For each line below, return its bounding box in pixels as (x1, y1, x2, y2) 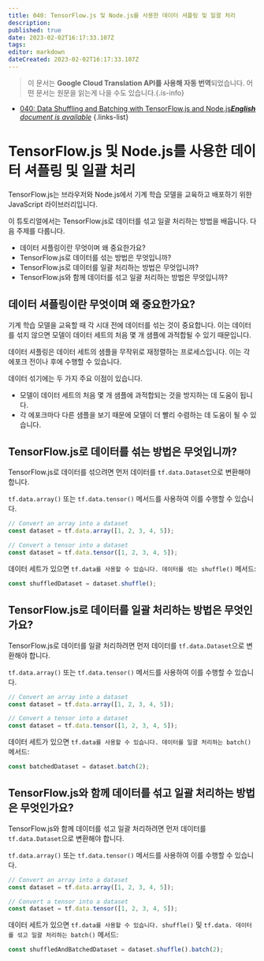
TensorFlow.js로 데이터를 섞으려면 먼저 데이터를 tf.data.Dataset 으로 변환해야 (8, 467, 251, 477)
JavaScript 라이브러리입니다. (8, 199, 99, 209)
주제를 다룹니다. (16, 226, 65, 235)
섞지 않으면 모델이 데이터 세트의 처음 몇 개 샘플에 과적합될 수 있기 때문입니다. (16, 330, 252, 339)
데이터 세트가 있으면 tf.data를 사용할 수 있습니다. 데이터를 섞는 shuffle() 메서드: (8, 563, 257, 573)
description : (8, 19, 51, 27)
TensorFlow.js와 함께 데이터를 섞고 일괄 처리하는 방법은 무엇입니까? (19, 272, 229, 282)
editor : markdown (8, 48, 65, 56)
